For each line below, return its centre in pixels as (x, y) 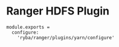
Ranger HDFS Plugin (58, 11)
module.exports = (28, 27)
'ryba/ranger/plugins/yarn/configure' (66, 37)
